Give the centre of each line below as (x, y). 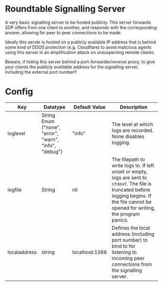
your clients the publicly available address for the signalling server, (72, 67)
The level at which (132, 124)
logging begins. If (131, 196)
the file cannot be (131, 202)
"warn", (50, 139)
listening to (124, 252)
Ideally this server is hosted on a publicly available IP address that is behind (81, 42)
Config (19, 92)
